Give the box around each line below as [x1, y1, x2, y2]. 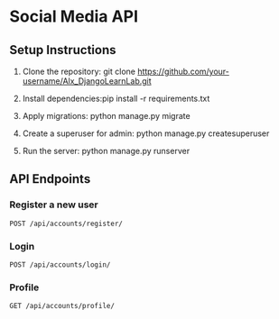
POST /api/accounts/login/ [9, 260, 111, 269]
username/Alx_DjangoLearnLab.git [22, 76, 152, 87]
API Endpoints [9, 171, 91, 187]
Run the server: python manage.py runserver [22, 146, 191, 156]
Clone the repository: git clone [22, 66, 135, 77]
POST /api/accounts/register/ [9, 219, 124, 228]
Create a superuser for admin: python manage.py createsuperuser [22, 128, 270, 139]
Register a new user [9, 198, 98, 211]
